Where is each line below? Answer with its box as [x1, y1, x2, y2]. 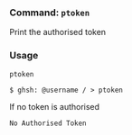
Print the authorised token [9, 27, 107, 38]
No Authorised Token [9, 119, 88, 128]
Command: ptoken [9, 6, 90, 19]
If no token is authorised [9, 101, 100, 112]
